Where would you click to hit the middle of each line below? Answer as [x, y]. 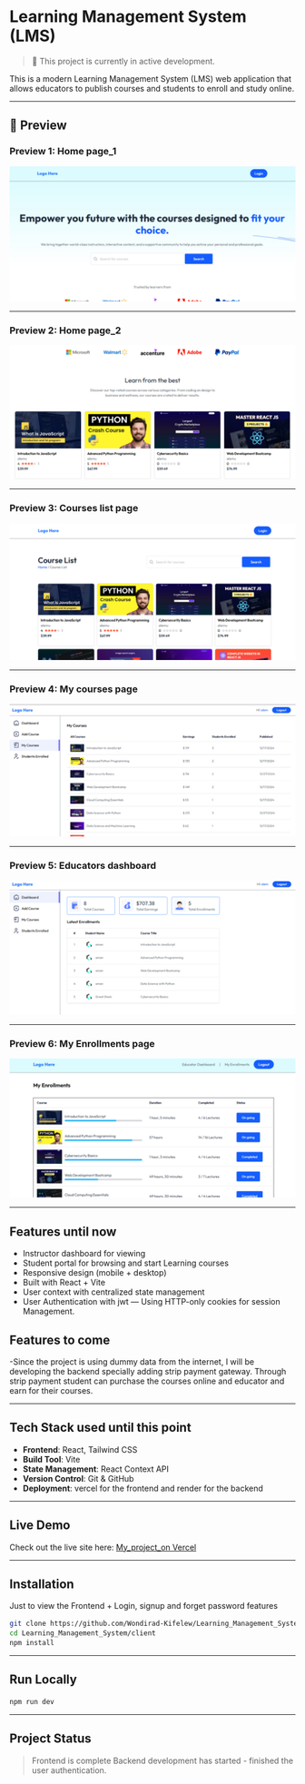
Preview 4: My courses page [74, 689]
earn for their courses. [51, 1390]
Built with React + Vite [64, 1283]
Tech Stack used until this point [101, 1428]
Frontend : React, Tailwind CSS [80, 1449]
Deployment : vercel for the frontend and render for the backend [143, 1488]
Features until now [63, 1232]
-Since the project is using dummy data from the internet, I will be [132, 1362]
